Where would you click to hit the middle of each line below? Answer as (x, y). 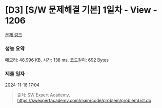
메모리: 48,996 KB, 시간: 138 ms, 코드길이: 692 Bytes (57, 60)
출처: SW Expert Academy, (43, 95)
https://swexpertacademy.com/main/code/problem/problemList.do (84, 100)
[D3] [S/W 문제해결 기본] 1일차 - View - (81, 10)
